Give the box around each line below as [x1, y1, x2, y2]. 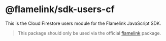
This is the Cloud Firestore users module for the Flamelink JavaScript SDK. [5, 20, 161, 26]
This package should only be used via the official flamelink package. [17, 30, 161, 36]
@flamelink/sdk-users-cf [5, 4, 115, 15]
